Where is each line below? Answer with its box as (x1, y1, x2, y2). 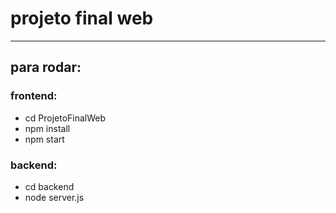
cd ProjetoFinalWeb (24, 112, 107, 124)
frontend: (10, 89, 58, 103)
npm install (24, 122, 71, 134)
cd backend (24, 180, 75, 192)
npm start (24, 133, 65, 145)
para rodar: (10, 59, 82, 76)
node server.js (24, 191, 85, 203)
